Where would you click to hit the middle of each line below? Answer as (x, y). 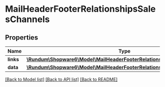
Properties (22, 37)
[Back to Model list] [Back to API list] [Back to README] (61, 79)
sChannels (27, 19)
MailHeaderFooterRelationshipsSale (81, 9)
